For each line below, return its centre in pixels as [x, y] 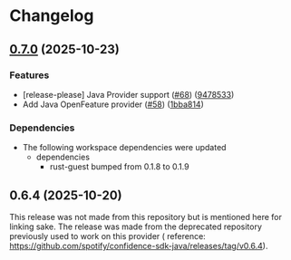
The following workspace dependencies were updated [124, 148]
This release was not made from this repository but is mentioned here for [146, 217]
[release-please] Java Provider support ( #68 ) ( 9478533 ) [128, 94]
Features [29, 75]
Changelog [52, 16]
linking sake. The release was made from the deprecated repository [136, 226]
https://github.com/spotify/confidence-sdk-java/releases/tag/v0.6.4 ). [139, 246]
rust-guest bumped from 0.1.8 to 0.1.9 [119, 167]
